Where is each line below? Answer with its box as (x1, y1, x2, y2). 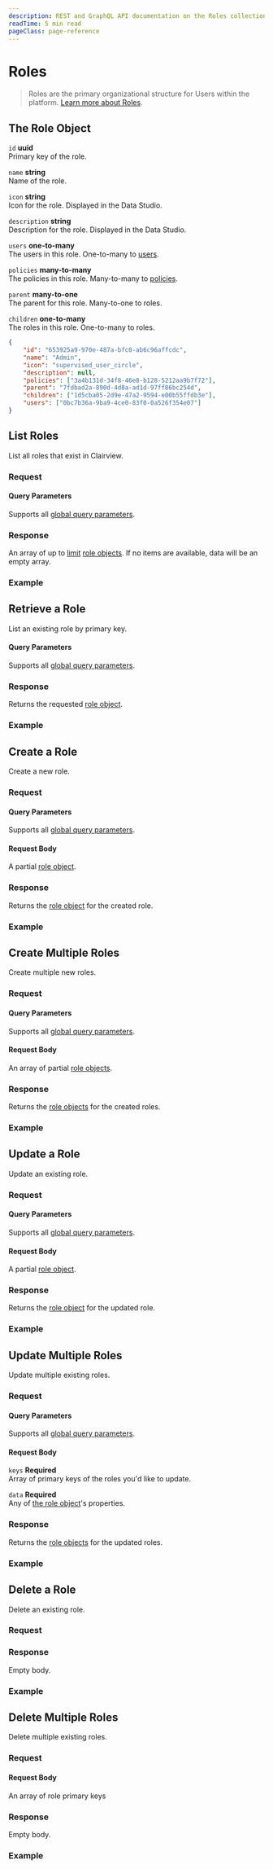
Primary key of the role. (8, 151, 87, 161)
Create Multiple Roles (8, 946, 120, 960)
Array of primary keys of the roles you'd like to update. (8, 1474, 192, 1484)
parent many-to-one (8, 290, 79, 300)
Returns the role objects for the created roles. (8, 1102, 161, 1112)
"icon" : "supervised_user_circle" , (23, 361, 144, 369)
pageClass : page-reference (8, 27, 100, 35)
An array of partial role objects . (8, 1063, 113, 1073)
